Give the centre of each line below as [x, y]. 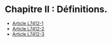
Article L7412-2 [28, 28]
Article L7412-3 [28, 34]
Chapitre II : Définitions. [56, 9]
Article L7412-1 [28, 23]
